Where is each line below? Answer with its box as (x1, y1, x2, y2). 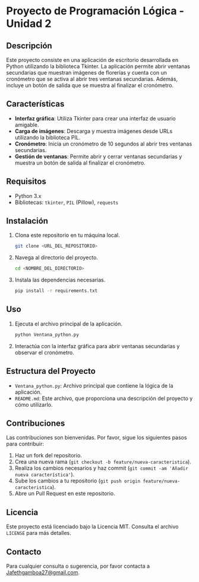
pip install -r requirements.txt (14, 288, 98, 294)
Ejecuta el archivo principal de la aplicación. (14, 320, 123, 327)
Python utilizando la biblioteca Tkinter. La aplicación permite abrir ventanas (6, 63, 190, 70)
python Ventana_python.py (14, 332, 79, 338)
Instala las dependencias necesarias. (14, 276, 106, 284)
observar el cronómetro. (14, 349, 74, 356)
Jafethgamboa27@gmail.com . (6, 569, 80, 576)
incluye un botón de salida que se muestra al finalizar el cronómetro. (6, 82, 174, 89)
